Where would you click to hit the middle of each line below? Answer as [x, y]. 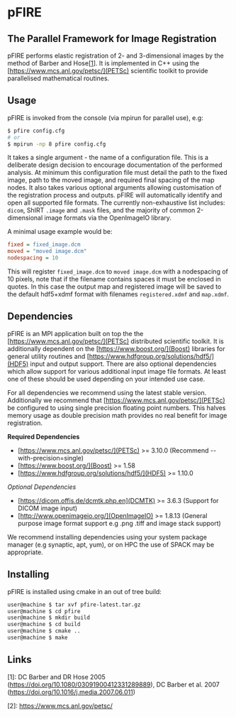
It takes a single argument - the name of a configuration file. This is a [108, 158]
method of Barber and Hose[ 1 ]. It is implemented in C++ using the [103, 63]
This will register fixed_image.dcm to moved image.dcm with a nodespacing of [118, 271]
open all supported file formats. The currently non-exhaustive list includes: [116, 203]
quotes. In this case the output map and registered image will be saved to [114, 287]
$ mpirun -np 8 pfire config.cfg [57, 144]
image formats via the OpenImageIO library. [108, 218]
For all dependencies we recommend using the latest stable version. [107, 392]
